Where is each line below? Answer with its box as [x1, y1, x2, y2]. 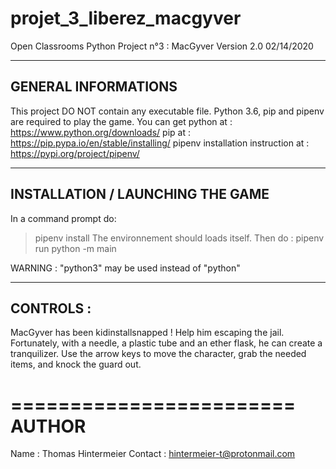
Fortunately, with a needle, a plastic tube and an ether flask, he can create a [10, 337, 323, 349]
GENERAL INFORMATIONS [10, 78, 178, 96]
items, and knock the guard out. [10, 358, 142, 371]
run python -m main [34, 242, 117, 254]
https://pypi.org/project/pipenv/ [10, 147, 140, 159]
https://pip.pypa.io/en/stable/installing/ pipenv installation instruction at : [10, 137, 310, 149]
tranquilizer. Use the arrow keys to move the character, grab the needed [10, 348, 307, 360]
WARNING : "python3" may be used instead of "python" [10, 262, 241, 274]
